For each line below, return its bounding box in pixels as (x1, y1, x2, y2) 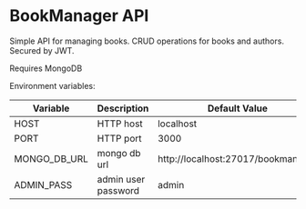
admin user (97, 173, 146, 185)
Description (97, 102, 149, 114)
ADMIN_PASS (14, 178, 73, 191)
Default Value (207, 102, 269, 114)
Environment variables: (9, 80, 96, 91)
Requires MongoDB (9, 63, 83, 74)
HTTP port (97, 132, 143, 144)
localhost (158, 117, 198, 130)
